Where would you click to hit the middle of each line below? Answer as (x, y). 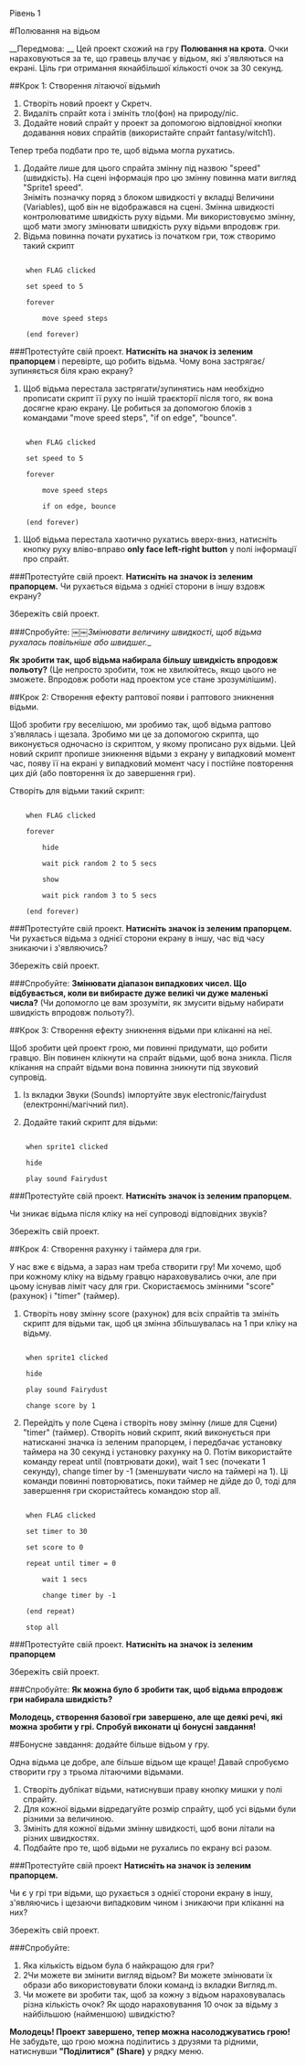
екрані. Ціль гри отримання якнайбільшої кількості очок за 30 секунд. (147, 68)
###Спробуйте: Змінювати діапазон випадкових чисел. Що (128, 983)
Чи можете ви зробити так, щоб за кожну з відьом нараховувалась (154, 1995)
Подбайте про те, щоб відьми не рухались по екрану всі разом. (147, 1848)
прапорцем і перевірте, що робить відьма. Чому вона (116, 361)
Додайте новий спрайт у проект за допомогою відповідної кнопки (152, 123)
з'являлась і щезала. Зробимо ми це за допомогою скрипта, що (134, 734)
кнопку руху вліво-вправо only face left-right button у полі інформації (159, 549)
